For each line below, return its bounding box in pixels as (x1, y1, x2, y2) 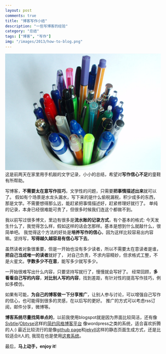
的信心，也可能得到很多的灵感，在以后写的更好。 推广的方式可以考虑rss (5, 297, 151, 303)
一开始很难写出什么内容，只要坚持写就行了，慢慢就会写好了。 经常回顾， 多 (5, 269, 158, 275)
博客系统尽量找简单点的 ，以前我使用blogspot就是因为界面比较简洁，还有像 (5, 314, 157, 320)
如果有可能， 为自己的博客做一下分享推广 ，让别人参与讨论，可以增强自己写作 (5, 291, 161, 297)
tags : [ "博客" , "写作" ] (5, 34, 51, 39)
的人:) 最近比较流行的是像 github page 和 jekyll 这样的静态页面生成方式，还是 (5, 326, 157, 332)
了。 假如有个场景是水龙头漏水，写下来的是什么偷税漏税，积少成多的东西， (5, 194, 158, 200)
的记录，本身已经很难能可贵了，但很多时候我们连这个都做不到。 (5, 206, 135, 212)
